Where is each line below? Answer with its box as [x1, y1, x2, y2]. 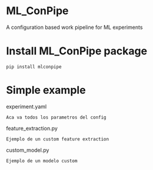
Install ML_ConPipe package [6, 44, 148, 58]
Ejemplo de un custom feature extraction [6, 136, 109, 142]
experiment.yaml [6, 103, 47, 110]
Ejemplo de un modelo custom [6, 158, 78, 164]
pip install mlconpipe [6, 64, 62, 70]
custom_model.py [6, 146, 49, 153]
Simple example [6, 84, 87, 97]
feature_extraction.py [6, 125, 58, 132]
